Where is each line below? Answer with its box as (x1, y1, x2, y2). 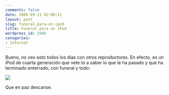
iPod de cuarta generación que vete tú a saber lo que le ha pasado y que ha (5, 59, 163, 66)
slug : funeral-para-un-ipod (5, 21, 65, 27)
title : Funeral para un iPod (5, 26, 67, 31)
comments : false (5, 7, 39, 13)
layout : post (5, 17, 33, 22)
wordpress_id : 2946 (5, 31, 47, 36)
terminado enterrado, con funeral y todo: (5, 65, 90, 71)
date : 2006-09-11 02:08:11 (5, 12, 62, 17)
